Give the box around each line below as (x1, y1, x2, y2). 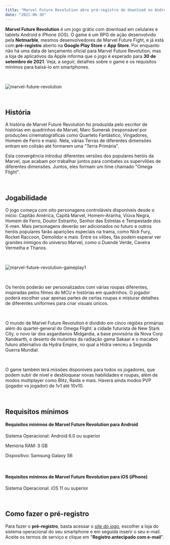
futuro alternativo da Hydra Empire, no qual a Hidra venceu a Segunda (5, 342, 152, 348)
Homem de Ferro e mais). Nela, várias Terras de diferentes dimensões (5, 138, 152, 144)
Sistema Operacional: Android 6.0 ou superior (5, 432, 101, 439)
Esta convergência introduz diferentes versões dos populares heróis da (5, 153, 154, 159)
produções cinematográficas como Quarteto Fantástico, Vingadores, (5, 132, 148, 139)
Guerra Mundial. (5, 347, 39, 353)
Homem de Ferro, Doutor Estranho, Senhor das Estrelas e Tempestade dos (5, 218, 161, 224)
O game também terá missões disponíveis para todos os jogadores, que (5, 366, 155, 373)
